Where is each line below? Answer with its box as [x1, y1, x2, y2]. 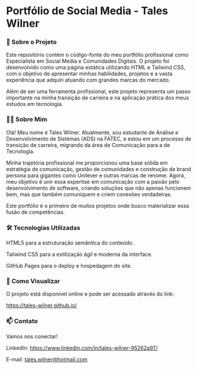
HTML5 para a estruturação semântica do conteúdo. [6, 239, 134, 246]
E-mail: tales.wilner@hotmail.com [6, 355, 88, 362]
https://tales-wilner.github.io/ [6, 302, 77, 309]
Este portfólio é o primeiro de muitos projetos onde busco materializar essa [6, 202, 189, 209]
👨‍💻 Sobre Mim [6, 115, 47, 124]
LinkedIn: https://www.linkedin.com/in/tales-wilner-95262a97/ [6, 344, 158, 351]
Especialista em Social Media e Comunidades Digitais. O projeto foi [6, 57, 170, 65]
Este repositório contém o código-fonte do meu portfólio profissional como [6, 52, 189, 59]
